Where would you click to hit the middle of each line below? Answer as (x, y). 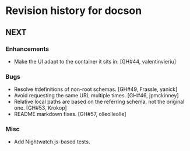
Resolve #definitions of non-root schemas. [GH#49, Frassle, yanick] (96, 89)
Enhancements (27, 49)
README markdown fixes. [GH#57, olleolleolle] (70, 114)
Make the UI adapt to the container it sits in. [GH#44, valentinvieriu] (95, 61)
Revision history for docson (74, 11)
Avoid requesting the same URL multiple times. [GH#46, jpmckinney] (96, 96)
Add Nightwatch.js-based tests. (52, 142)
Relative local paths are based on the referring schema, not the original (99, 102)
